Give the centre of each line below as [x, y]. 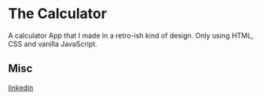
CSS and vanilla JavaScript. [53, 43]
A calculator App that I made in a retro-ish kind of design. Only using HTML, [131, 35]
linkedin [21, 87]
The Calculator [58, 14]
